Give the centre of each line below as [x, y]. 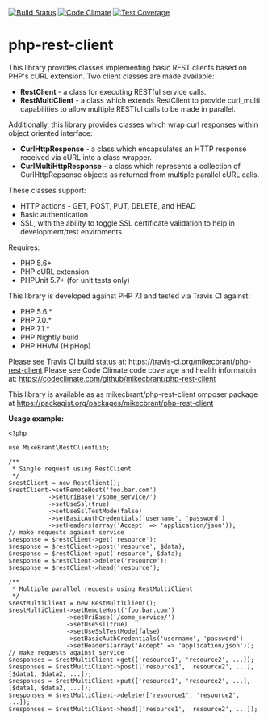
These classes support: [47, 190]
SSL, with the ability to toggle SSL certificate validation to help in [128, 223]
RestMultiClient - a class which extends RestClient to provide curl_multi [140, 100]
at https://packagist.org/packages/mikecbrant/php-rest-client [111, 403]
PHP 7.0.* [36, 320]
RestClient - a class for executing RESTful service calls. [113, 91]
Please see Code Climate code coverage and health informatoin [150, 370]
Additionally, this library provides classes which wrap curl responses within [133, 124]
